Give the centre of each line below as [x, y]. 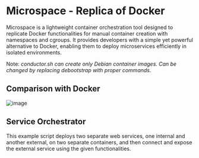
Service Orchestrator [46, 122]
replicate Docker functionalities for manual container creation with [87, 33]
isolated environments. [34, 52]
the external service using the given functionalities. [69, 149]
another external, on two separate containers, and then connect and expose [99, 142]
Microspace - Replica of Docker [86, 11]
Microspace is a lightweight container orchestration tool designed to [90, 27]
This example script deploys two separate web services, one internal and [96, 136]
